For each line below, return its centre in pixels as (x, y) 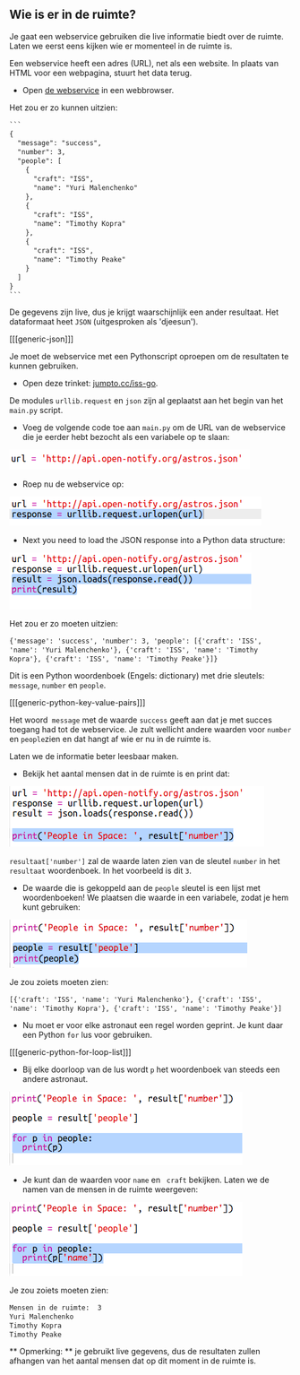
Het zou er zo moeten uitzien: (64, 623)
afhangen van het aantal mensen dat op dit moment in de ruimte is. (133, 1361)
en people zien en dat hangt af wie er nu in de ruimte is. (111, 739)
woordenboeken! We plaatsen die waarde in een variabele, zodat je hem (155, 897)
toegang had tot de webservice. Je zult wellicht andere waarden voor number (150, 729)
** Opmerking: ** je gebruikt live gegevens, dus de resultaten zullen (135, 1351)
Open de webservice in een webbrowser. (98, 90)
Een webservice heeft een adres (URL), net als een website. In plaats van (144, 63)
